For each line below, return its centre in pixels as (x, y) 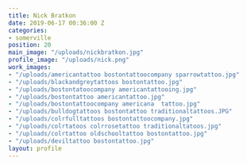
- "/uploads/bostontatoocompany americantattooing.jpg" (102, 89)
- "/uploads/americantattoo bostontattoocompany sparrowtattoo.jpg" (124, 75)
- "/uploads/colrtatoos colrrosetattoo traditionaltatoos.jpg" (115, 126)
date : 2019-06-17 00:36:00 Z (56, 23)
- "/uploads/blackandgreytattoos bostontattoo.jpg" (95, 82)
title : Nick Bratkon (42, 15)
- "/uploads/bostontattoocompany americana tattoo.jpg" (104, 104)
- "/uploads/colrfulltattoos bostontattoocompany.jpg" (101, 119)
